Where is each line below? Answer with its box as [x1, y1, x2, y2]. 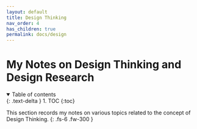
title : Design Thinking [6, 15, 67, 21]
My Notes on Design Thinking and [6, 58, 182, 72]
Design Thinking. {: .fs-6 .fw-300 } [6, 116, 93, 123]
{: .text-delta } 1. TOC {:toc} [6, 97, 75, 105]
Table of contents [12, 91, 56, 98]
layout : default [6, 9, 48, 15]
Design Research [6, 71, 95, 85]
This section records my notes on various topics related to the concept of [6, 109, 191, 116]
